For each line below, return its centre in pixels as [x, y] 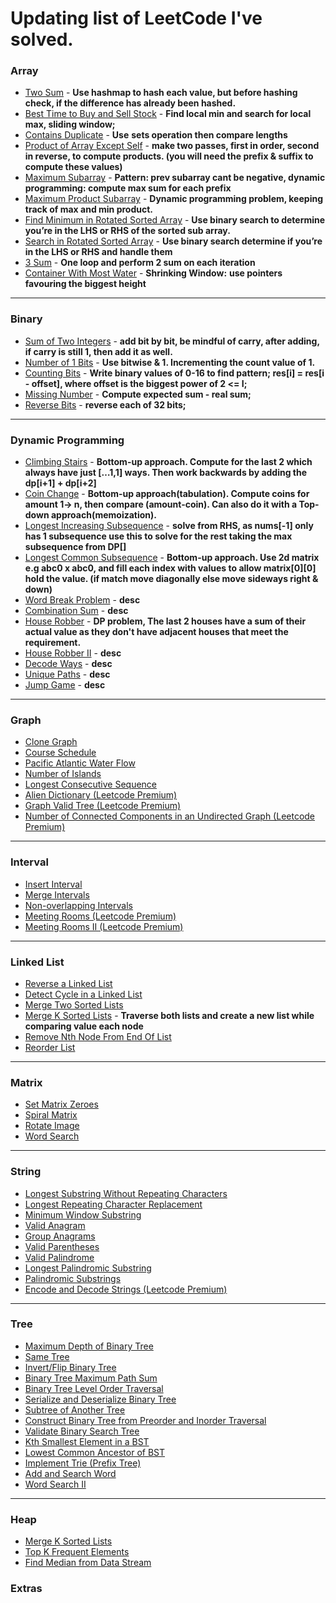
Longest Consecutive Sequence [91, 784]
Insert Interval [53, 884]
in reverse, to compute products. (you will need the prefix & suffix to [169, 156]
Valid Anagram [55, 1225]
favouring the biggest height [85, 284]
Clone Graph [51, 742]
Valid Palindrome [59, 1257]
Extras [26, 1589]
